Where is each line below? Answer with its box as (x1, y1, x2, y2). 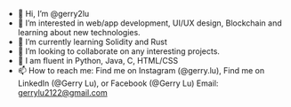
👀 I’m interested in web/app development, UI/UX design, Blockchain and (17, 18, 282, 28)
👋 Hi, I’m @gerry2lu (17, 9, 90, 19)
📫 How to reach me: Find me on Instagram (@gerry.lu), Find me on (17, 65, 265, 75)
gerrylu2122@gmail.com (17, 88, 109, 97)
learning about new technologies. (17, 27, 141, 37)
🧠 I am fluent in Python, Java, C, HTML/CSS (17, 56, 179, 65)
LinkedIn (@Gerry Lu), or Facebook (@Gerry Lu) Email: (17, 78, 219, 88)
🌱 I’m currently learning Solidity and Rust (17, 36, 167, 47)
